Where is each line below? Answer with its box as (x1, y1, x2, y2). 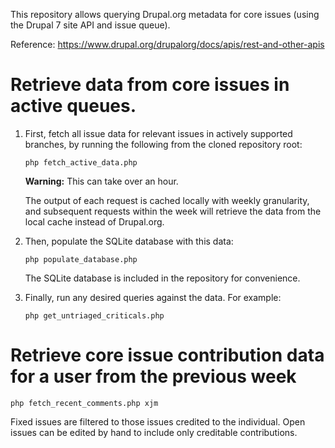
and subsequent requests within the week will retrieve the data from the (24, 205, 322, 217)
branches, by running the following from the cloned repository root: (24, 138, 303, 150)
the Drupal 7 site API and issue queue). (10, 19, 171, 31)
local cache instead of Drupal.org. (24, 215, 165, 228)
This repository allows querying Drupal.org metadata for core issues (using (10, 9, 320, 20)
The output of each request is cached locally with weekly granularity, (24, 194, 310, 206)
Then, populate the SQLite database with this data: (24, 235, 234, 247)
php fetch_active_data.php (24, 157, 138, 168)
